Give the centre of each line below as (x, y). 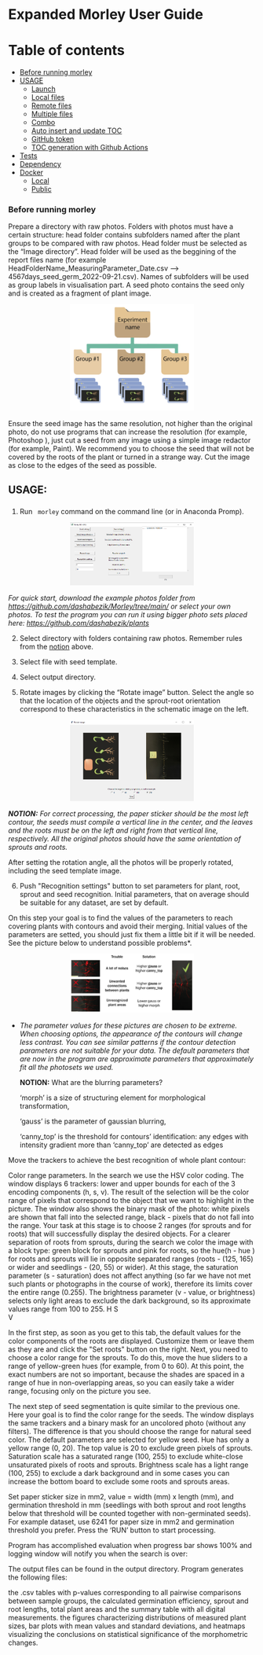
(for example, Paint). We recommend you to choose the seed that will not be (131, 448)
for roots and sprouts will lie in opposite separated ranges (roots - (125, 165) (131, 1259)
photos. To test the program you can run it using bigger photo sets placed (128, 614)
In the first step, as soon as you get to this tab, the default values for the (124, 1332)
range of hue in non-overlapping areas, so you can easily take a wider (121, 1382)
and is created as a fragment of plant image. (80, 293)
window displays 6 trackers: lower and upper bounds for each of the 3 (122, 1183)
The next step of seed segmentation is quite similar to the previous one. (124, 1406)
